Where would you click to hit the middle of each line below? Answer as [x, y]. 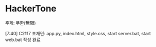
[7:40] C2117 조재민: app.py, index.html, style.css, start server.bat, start [78, 33]
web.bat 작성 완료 [23, 40]
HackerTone [31, 9]
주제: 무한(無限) [20, 23]
